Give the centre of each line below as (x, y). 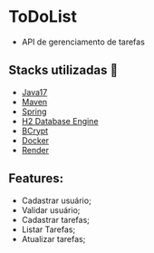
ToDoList (43, 17)
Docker (35, 140)
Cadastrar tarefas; (55, 219)
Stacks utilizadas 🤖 (63, 70)
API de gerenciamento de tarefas (83, 42)
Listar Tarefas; (48, 229)
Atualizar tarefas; (53, 238)
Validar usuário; (51, 209)
